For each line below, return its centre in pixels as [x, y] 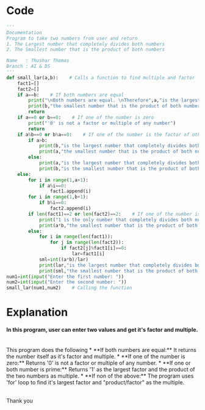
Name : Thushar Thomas [38, 61]
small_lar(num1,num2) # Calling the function [69, 288]
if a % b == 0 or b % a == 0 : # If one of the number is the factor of [103, 134]
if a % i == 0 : [53, 186]
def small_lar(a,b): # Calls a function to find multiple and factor [101, 78]
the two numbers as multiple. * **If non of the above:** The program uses [100, 376]
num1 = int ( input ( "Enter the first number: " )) [65, 276]
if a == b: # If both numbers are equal [70, 95]
